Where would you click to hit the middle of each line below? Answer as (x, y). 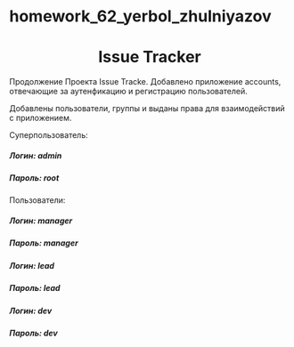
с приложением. (41, 118)
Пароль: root (34, 178)
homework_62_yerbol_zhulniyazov (140, 16)
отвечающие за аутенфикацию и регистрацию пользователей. (128, 92)
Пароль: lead (35, 288)
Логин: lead (32, 265)
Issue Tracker (150, 57)
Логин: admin (36, 155)
